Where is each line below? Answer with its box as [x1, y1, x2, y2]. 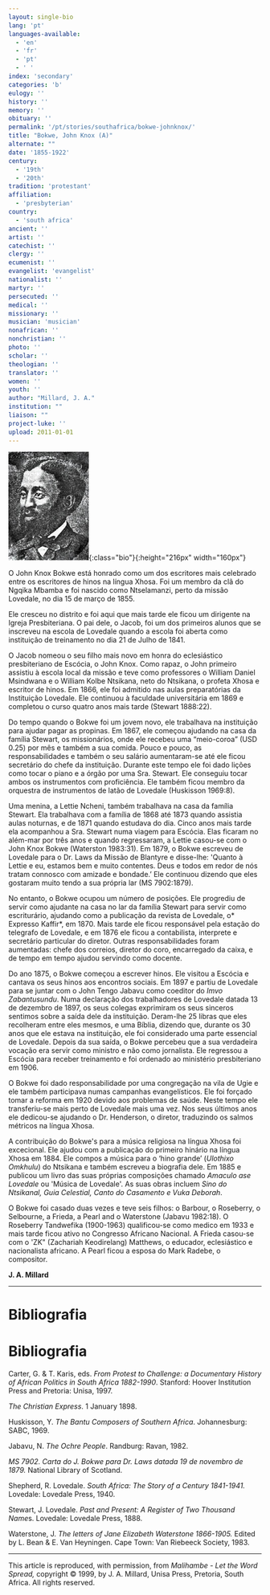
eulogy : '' [8, 89, 45, 97]
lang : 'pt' [8, 21, 45, 30]
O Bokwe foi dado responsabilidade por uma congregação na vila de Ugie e [8, 1078, 259, 1087]
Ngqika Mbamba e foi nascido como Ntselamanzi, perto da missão [8, 585, 229, 594]
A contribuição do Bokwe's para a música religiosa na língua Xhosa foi [8, 1136, 242, 1146]
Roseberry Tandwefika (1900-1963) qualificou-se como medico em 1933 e [8, 1220, 255, 1230]
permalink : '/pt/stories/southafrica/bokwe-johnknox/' [8, 123, 196, 132]
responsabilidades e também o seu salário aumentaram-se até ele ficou [8, 751, 246, 761]
